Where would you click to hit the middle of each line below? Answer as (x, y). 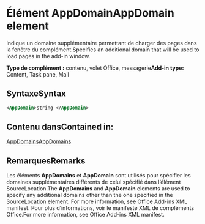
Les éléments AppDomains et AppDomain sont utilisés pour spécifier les (99, 176)
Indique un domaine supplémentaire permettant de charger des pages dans (102, 43)
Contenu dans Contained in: (60, 127)
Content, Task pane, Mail (38, 74)
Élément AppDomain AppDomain (90, 13)
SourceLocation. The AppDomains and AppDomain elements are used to (98, 189)
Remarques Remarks (46, 161)
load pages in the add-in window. (48, 56)
